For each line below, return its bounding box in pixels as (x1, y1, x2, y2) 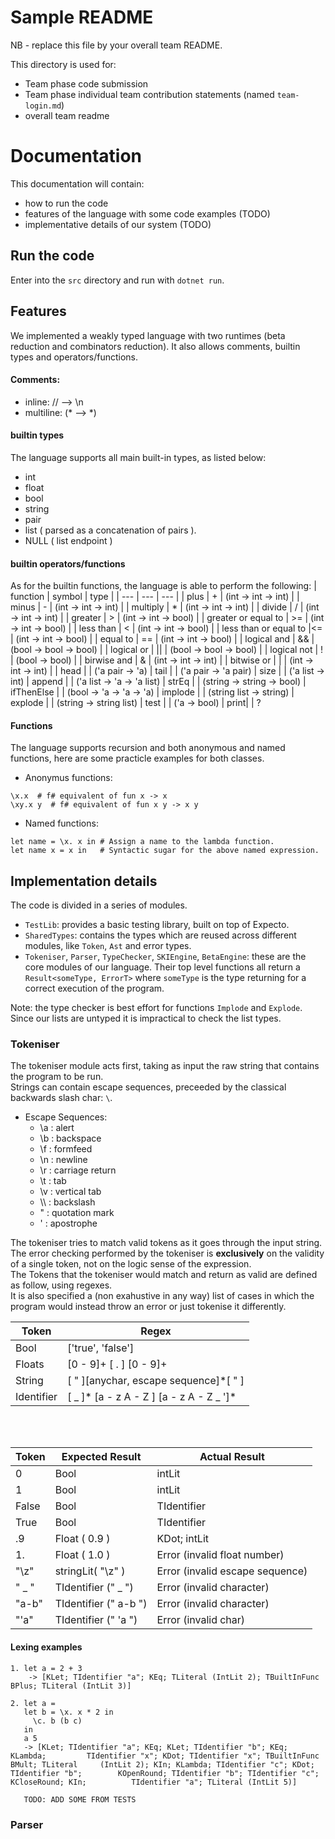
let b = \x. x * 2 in (23, 1707, 114, 1717)
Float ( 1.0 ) (54, 1548, 111, 1562)
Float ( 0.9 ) (54, 1532, 111, 1546)
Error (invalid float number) (156, 1548, 285, 1562)
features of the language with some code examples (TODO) (24, 207, 271, 220)
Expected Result (61, 1450, 142, 1464)
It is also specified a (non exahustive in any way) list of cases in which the (10, 1290, 315, 1302)
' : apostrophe (39, 1217, 98, 1230)
